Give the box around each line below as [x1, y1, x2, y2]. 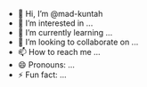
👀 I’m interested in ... [17, 18, 94, 28]
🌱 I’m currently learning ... [17, 28, 113, 37]
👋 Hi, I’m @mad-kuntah [17, 9, 103, 19]
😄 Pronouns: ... [17, 59, 76, 70]
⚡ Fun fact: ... [17, 69, 67, 80]
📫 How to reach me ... [17, 47, 101, 57]
